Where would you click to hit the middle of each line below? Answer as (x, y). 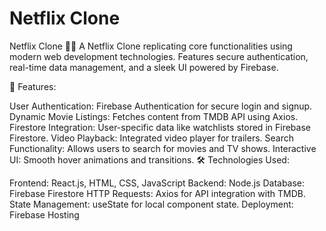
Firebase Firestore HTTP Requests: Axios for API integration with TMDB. (157, 193)
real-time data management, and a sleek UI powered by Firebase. (144, 67)
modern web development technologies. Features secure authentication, (159, 56)
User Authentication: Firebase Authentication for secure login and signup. (161, 106)
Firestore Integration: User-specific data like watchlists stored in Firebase (160, 127)
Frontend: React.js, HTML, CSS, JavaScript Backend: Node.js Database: (157, 183)
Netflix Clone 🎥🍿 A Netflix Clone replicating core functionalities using (151, 46)
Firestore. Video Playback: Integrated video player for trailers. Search (152, 138)
